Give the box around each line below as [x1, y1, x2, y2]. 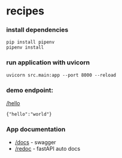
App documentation [6, 125, 66, 133]
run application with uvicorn [6, 58, 90, 67]
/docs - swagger [14, 139, 56, 146]
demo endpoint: [6, 86, 54, 94]
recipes [6, 4, 45, 18]
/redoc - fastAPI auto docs [14, 145, 81, 153]
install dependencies [6, 26, 69, 34]
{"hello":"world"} [6, 111, 52, 118]
